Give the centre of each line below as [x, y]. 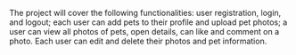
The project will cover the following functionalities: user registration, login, [145, 13]
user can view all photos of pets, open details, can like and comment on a [144, 31]
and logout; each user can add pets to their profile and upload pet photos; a [148, 22]
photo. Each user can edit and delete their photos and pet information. [138, 41]
